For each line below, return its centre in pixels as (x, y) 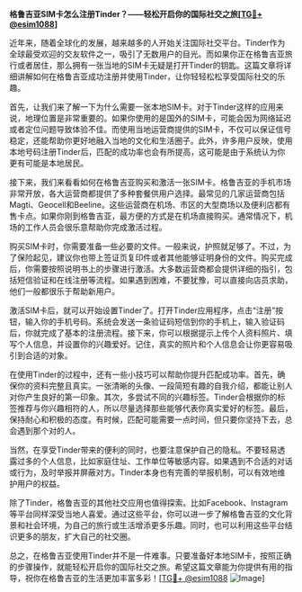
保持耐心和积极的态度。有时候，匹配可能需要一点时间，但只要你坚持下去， (147, 419)
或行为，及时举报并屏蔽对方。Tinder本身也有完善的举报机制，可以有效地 (143, 472)
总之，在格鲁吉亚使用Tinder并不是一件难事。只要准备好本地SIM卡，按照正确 (151, 556)
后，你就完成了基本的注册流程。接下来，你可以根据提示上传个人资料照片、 (147, 333)
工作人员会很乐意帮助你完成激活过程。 (96, 227)
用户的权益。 (40, 484)
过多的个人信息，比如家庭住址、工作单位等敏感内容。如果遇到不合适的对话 (155, 461)
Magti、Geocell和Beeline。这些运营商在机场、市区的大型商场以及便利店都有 (150, 205)
